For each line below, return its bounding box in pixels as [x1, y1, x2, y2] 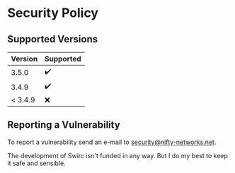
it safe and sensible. [7, 159, 66, 167]
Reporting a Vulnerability [7, 119, 120, 131]
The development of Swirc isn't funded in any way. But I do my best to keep [7, 151, 229, 160]
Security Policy [7, 5, 99, 21]
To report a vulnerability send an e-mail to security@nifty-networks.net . [7, 138, 217, 146]
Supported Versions [7, 33, 98, 45]
